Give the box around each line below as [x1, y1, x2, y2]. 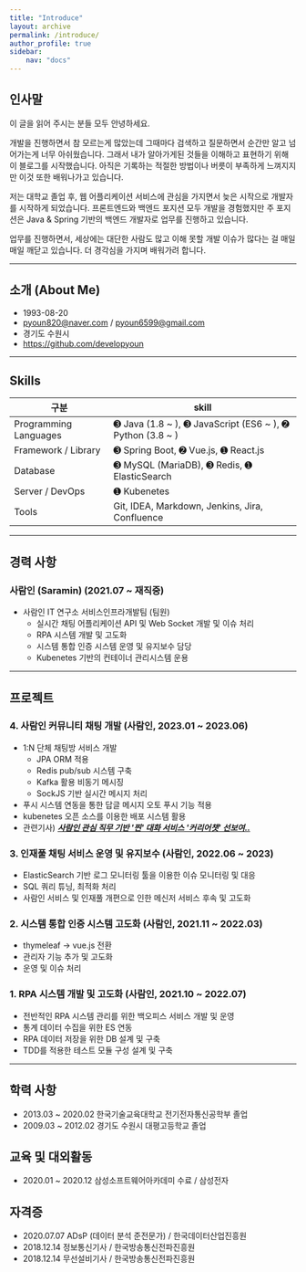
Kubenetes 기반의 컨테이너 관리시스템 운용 [36, 652, 189, 663]
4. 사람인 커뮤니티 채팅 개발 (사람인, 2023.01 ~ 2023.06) [9, 720, 249, 732]
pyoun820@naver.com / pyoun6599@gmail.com [22, 317, 205, 328]
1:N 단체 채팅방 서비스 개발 [22, 741, 117, 753]
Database [14, 465, 56, 478]
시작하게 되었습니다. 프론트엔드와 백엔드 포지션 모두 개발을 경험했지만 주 [18, 202, 275, 213]
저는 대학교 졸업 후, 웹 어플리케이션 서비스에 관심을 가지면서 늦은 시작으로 [9, 191, 270, 202]
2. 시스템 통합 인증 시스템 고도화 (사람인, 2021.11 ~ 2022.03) [9, 918, 263, 930]
